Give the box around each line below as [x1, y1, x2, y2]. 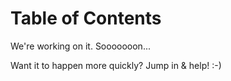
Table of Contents [10, 7, 162, 30]
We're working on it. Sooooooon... [10, 40, 151, 52]
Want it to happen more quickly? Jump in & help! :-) [10, 59, 222, 71]
